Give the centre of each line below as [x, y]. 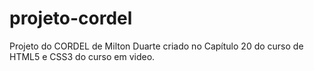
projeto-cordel [71, 18]
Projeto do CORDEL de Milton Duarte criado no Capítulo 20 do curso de [156, 46]
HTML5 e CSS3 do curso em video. [82, 56]
